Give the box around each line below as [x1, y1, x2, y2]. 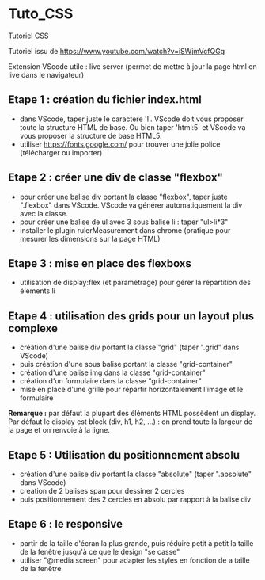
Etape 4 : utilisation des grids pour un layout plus [8, 309, 255, 322]
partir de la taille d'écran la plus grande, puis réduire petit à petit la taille [19, 538, 254, 548]
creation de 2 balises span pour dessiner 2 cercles [19, 487, 185, 495]
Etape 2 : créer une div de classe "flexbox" [8, 171, 224, 185]
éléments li [19, 286, 55, 296]
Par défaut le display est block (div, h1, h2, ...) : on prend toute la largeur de [8, 417, 253, 426]
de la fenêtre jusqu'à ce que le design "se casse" [19, 547, 180, 556]
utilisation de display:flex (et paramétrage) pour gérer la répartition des [19, 278, 252, 288]
